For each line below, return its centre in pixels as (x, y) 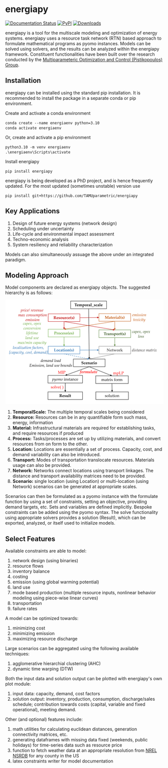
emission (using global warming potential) (56, 582)
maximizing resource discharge (45, 638)
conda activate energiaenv (33, 128)
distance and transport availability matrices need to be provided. (79, 476)
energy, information (33, 423)
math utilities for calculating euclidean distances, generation (75, 729)
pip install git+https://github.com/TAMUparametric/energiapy (71, 196)
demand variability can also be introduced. (57, 455)
